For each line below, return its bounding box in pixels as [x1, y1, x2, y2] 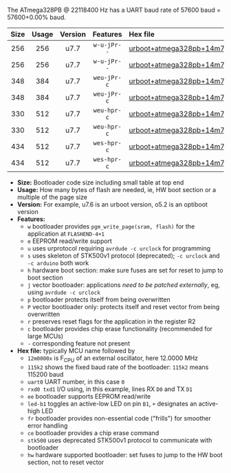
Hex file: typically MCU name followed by [16, 347, 135, 355]
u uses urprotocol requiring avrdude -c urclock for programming [27, 244, 211, 252]
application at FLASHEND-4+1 [27, 230, 105, 238]
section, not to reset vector [27, 458, 104, 466]
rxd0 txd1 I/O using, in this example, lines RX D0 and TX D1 [27, 385, 192, 393]
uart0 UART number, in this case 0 [27, 377, 125, 386]
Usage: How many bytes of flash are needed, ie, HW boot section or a [16, 186, 217, 193]
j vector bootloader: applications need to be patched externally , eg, [27, 281, 220, 288]
